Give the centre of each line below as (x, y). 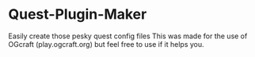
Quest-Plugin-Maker (78, 14)
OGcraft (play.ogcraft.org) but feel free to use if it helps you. (106, 44)
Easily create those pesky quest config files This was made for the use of (128, 36)
